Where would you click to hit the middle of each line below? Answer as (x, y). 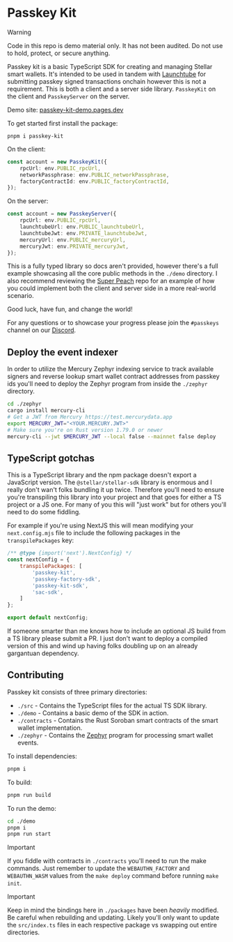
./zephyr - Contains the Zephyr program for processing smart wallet (115, 735)
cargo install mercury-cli (46, 411)
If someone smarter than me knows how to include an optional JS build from (116, 631)
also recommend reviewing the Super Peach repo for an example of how (111, 281)
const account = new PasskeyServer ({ (62, 214)
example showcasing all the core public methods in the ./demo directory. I (112, 274)
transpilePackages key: (41, 540)
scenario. (21, 296)
